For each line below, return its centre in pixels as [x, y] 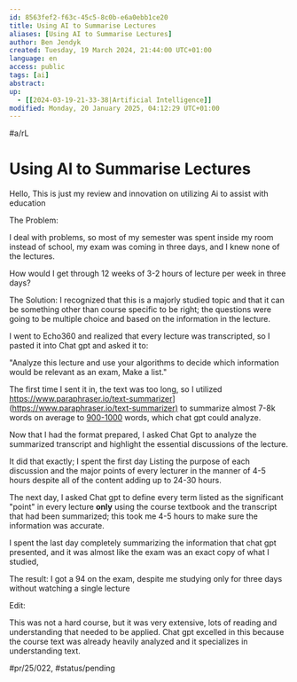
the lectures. [32, 256]
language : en [33, 59]
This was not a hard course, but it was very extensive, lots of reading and [143, 623]
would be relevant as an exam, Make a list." [88, 372]
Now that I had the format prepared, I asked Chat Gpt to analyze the [133, 435]
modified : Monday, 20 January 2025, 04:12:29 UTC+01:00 [114, 108]
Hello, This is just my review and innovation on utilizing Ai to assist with [139, 194]
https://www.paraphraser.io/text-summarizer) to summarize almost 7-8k [144, 408]
